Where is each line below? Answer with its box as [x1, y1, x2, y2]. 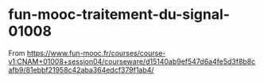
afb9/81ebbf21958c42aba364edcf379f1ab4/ [8, 65, 154, 74]
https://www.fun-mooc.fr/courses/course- [26, 48, 166, 58]
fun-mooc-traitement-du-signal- [8, 6, 231, 24]
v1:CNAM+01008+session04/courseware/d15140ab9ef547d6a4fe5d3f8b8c [8, 57, 256, 66]
